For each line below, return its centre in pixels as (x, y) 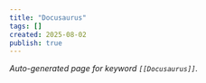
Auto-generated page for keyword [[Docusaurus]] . (104, 69)
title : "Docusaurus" (48, 18)
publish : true (36, 43)
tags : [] (26, 26)
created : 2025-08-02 (48, 34)
